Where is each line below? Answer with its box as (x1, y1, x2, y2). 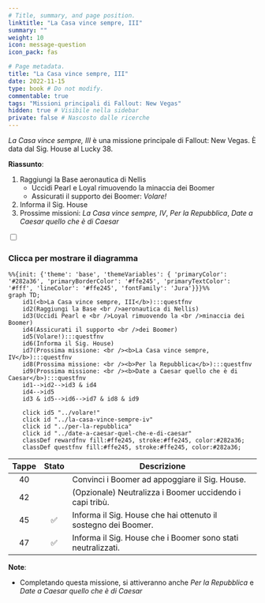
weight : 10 (8, 33, 44, 42)
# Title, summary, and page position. (8, 11, 136, 20)
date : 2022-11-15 (8, 77, 65, 85)
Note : (8, 563, 27, 572)
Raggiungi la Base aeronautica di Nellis (19, 175, 147, 184)
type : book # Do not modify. (8, 85, 104, 92)
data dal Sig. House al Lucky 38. (8, 144, 114, 153)
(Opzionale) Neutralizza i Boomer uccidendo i (72, 487, 241, 498)
